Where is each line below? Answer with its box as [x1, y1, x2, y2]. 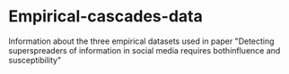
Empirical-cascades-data [8, 6, 203, 27]
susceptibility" [8, 54, 62, 65]
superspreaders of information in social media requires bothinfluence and [8, 45, 281, 55]
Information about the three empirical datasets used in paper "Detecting [8, 36, 275, 46]
